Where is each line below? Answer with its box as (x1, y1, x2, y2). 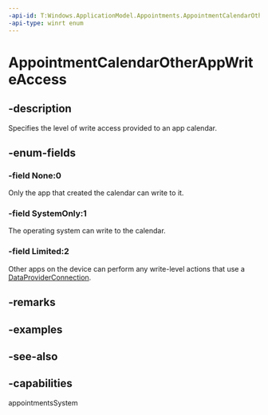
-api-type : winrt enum (8, 19, 84, 27)
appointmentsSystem (8, 397, 78, 407)
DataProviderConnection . (8, 272, 92, 282)
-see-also (8, 350, 58, 363)
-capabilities (8, 377, 73, 390)
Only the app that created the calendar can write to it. (8, 188, 184, 198)
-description (8, 102, 72, 115)
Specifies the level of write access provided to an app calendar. (8, 123, 218, 132)
